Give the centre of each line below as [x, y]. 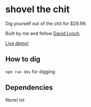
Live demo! [17, 43]
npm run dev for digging [30, 71]
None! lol [15, 100]
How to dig [23, 59]
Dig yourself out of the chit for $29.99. [46, 23]
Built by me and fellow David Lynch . [43, 33]
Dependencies [29, 88]
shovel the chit [38, 9]
